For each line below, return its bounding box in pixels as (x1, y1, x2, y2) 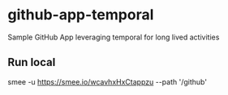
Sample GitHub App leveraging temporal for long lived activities (7, 32, 220, 42)
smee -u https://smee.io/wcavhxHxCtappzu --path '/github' (7, 76, 208, 86)
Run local (7, 56, 56, 69)
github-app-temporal (7, 6, 154, 24)
